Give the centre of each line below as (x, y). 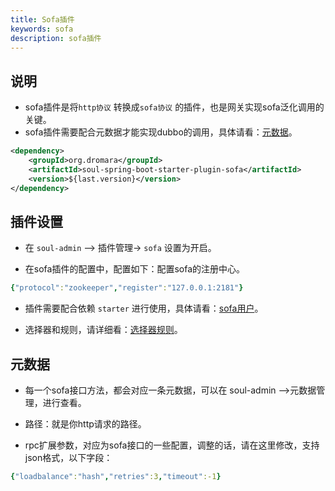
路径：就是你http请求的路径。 (85, 424)
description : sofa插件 (56, 38)
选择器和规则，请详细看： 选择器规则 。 (103, 330)
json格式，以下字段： (68, 458)
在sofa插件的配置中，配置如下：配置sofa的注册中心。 (135, 269)
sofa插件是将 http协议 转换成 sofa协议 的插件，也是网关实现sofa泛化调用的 (174, 107)
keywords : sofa (42, 29)
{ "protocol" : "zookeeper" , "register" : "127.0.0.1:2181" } (127, 288)
